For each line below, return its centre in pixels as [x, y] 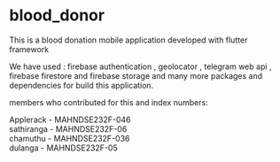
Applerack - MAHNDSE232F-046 [70, 120]
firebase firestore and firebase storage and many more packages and [136, 75]
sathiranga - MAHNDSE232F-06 [68, 128]
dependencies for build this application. [82, 85]
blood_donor [57, 15]
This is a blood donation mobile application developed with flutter [128, 40]
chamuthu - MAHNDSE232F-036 [70, 138]
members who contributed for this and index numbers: [109, 102]
